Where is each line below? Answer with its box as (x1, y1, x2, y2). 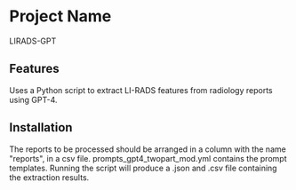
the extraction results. (9, 171, 90, 183)
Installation (9, 120, 73, 135)
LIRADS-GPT (9, 36, 57, 46)
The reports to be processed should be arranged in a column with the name (9, 144, 286, 154)
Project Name (9, 6, 112, 27)
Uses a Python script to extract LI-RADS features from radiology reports (9, 84, 273, 95)
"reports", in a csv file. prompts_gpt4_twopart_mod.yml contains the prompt (9, 153, 287, 163)
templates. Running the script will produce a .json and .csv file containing (9, 162, 277, 173)
